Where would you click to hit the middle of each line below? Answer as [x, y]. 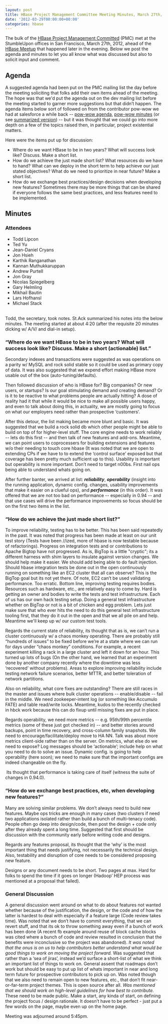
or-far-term [17, 985]
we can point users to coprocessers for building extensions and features [80, 443]
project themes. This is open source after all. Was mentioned [92, 985]
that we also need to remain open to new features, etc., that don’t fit [75, 980]
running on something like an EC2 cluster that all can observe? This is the [81, 573]
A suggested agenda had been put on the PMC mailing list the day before [81, 88]
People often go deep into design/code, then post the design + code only [81, 824]
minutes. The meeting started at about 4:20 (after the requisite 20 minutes [82, 324]
